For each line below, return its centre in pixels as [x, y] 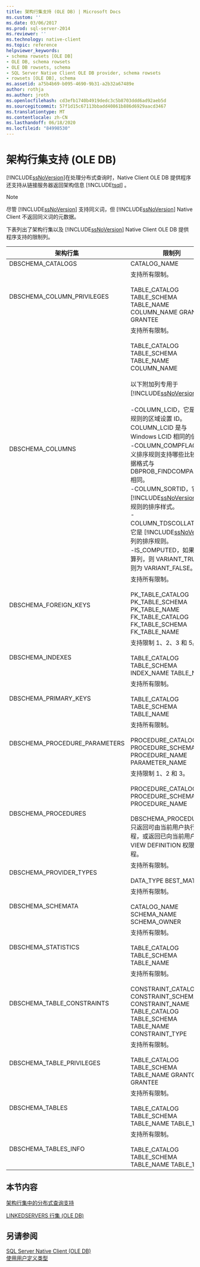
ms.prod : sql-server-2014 [38, 28]
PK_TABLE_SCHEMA [159, 602]
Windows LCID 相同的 [161, 436]
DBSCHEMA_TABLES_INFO [47, 1149]
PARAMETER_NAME [159, 763]
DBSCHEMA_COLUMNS [43, 449]
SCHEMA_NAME [154, 914]
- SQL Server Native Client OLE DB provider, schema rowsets [84, 73]
